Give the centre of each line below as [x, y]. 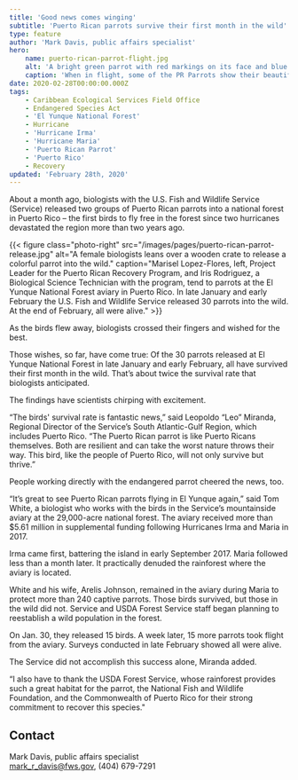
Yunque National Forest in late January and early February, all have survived [149, 364]
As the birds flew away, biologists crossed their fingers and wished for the [145, 328]
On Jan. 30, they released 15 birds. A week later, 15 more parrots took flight [146, 635]
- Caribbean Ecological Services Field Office [113, 100]
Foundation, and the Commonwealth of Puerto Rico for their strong [131, 698]
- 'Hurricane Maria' [63, 141]
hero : [19, 51]
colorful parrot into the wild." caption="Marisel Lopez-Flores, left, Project [143, 264]
